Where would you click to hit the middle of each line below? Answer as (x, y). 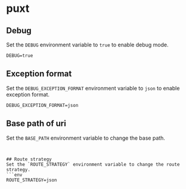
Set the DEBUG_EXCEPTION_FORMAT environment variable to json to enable (93, 88)
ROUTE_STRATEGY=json (32, 180)
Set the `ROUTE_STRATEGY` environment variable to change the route (93, 164)
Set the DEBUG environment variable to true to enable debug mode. (87, 45)
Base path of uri (36, 124)
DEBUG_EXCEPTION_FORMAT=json (42, 105)
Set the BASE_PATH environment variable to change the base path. (86, 138)
